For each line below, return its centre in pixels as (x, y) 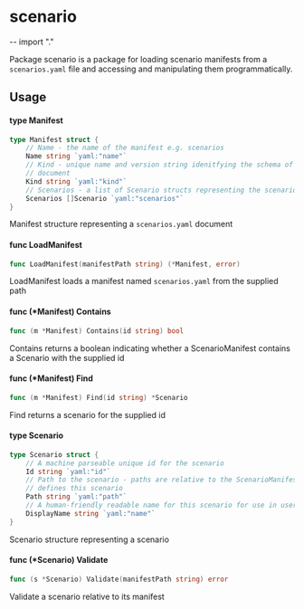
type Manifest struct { (54, 139)
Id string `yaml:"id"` (68, 471)
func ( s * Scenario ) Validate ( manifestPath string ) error (119, 579)
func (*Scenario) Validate (59, 560)
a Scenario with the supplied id (67, 357)
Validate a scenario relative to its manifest (87, 596)
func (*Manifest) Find (51, 378)
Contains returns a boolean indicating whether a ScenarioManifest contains (150, 348)
